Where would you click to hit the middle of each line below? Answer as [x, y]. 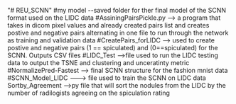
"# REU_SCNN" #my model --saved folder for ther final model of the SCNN [117, 10]
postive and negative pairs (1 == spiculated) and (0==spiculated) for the [113, 48]
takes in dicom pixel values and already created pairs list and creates [108, 25]
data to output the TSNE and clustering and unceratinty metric [98, 63]
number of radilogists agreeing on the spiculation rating [89, 93]
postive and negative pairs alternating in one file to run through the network [118, 33]
